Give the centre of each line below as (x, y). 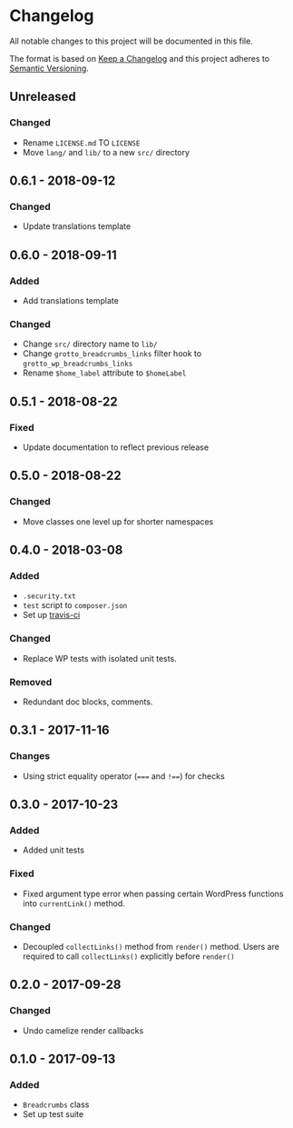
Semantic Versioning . (49, 68)
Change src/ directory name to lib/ (90, 344)
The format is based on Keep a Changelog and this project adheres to (140, 58)
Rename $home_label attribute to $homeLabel (104, 373)
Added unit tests (53, 850)
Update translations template (77, 226)
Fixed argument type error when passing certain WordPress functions (153, 893)
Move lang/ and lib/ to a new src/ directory (106, 152)
